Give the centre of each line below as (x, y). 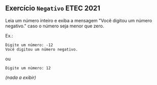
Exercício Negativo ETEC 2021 (53, 8)
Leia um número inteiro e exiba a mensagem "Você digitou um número (79, 20)
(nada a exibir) (21, 77)
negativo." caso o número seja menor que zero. (55, 26)
